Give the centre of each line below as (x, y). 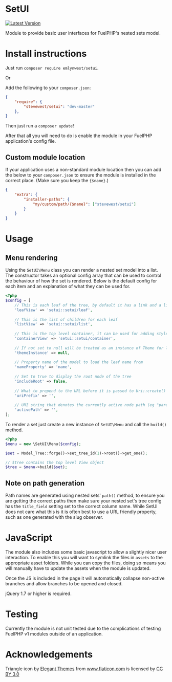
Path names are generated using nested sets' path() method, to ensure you (85, 496)
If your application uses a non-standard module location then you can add (83, 170)
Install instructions (46, 54)
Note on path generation (45, 483)
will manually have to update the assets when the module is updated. (78, 568)
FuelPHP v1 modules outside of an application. (54, 634)
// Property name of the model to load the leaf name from (79, 362)
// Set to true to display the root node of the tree (73, 377)
